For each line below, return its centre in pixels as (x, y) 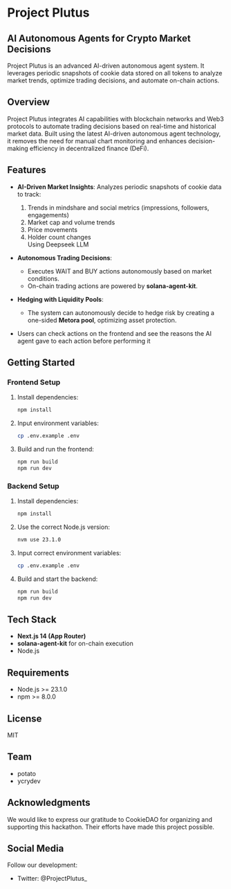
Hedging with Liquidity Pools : (60, 299)
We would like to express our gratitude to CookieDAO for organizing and (110, 819)
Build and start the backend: (57, 579)
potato (27, 773)
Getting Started (41, 362)
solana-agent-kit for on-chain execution (75, 644)
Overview (29, 102)
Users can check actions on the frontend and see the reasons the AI (114, 333)
